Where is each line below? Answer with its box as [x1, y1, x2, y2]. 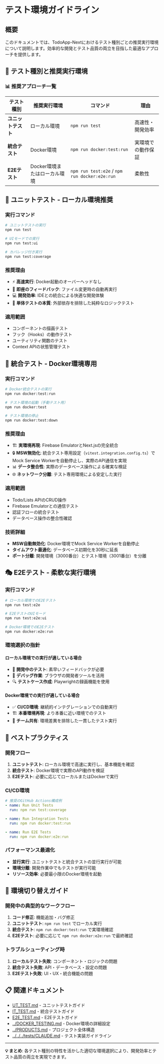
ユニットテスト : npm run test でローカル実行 [12, 920, 102, 926]
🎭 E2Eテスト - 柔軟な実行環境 [5, 569, 96, 577]
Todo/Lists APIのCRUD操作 [12, 497, 67, 503]
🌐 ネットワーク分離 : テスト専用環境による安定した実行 [12, 471, 122, 477]
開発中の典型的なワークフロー [5, 902, 76, 909]
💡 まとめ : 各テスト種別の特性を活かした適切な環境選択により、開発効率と [5, 1047, 153, 1053]
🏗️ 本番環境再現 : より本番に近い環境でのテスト [12, 710, 106, 716]
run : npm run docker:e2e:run [9, 834, 69, 839]
